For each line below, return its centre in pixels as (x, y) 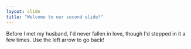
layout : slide (23, 11)
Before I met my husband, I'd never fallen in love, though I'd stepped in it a (96, 33)
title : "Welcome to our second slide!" (55, 17)
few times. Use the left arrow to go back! (55, 40)
